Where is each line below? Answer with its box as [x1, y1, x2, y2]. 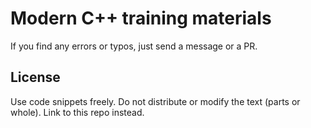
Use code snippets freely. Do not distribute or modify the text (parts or [10, 95, 301, 107]
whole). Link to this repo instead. [10, 106, 145, 118]
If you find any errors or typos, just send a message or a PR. [10, 40, 258, 52]
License [10, 69, 61, 86]
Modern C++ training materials [10, 7, 272, 30]
